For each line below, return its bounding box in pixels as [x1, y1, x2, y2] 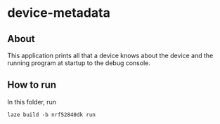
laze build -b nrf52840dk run [7, 111, 96, 118]
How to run [7, 79, 57, 91]
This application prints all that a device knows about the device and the [7, 51, 214, 60]
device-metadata [7, 5, 110, 21]
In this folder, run [7, 97, 57, 106]
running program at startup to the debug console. [7, 59, 151, 67]
